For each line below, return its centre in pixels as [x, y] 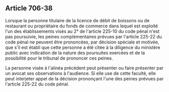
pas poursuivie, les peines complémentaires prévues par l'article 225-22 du [84, 36]
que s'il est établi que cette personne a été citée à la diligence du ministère [83, 47]
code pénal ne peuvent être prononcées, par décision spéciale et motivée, [82, 42]
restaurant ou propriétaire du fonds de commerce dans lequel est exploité [82, 26]
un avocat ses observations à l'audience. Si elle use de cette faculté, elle [80, 73]
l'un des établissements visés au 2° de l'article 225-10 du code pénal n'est [82, 31]
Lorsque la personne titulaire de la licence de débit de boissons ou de [77, 20]
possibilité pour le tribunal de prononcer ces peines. [59, 58]
